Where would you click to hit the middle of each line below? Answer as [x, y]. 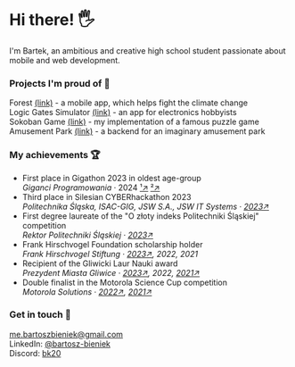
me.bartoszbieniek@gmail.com [66, 334]
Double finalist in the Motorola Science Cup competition [125, 282]
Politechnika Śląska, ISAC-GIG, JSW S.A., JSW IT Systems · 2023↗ [146, 206]
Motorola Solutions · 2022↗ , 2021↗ [87, 292]
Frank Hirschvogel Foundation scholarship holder [112, 244]
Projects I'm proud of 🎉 [60, 83]
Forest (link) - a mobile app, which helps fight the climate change [128, 103]
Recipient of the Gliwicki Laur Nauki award [100, 263]
